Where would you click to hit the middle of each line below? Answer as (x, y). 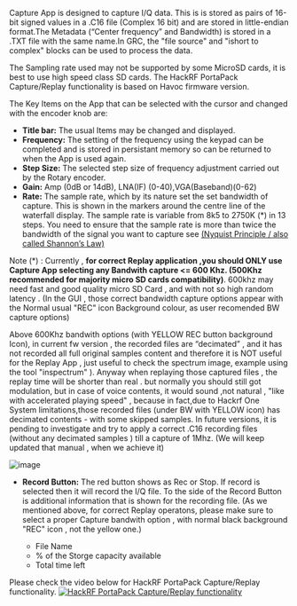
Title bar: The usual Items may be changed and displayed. (129, 130)
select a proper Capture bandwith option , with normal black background (155, 519)
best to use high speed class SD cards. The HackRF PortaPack (124, 77)
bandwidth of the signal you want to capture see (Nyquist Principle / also (155, 234)
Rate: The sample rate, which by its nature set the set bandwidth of (145, 196)
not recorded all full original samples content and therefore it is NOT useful (145, 353)
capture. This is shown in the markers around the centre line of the (144, 206)
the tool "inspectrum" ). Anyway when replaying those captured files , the (143, 372)
